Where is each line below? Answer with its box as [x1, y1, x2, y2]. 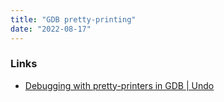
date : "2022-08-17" [10, 24, 92, 34]
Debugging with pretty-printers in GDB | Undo [24, 79, 215, 91]
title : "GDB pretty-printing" [10, 14, 137, 25]
